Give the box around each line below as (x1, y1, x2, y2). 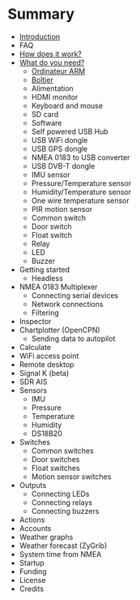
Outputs (19, 480, 47, 490)
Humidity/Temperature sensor (31, 187, 131, 196)
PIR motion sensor (31, 204, 93, 214)
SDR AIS (19, 377, 48, 386)
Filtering (31, 308, 60, 317)
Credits (19, 584, 45, 594)
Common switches (31, 446, 94, 455)
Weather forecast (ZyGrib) (19, 541, 108, 550)
